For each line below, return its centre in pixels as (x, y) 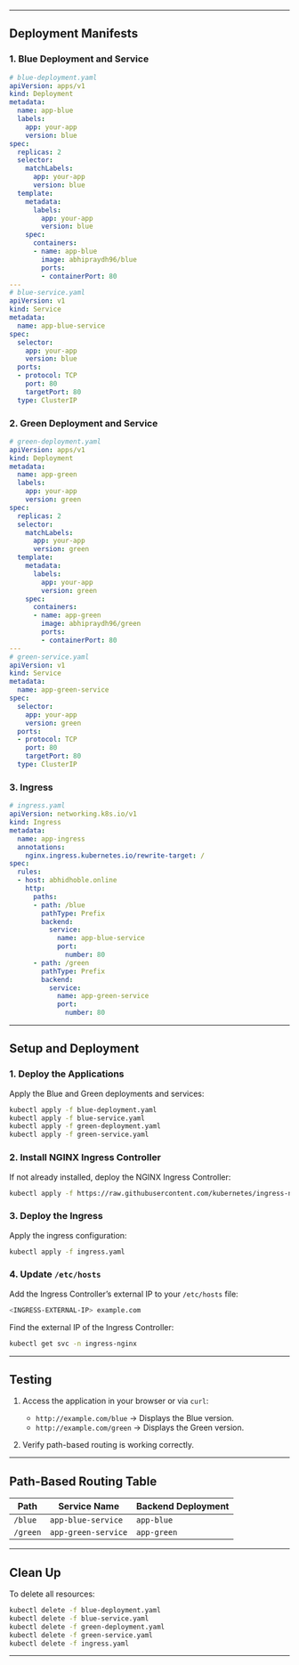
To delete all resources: (52, 1594)
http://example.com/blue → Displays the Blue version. (134, 1418)
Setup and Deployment (74, 1048)
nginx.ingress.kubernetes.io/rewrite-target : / (115, 856)
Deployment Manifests (74, 33)
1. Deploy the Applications (67, 1074)
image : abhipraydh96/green (91, 624)
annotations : (41, 847)
